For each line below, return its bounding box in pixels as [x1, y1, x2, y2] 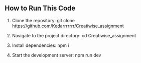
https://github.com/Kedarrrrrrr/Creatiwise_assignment [12, 23, 124, 29]
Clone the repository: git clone [12, 17, 75, 23]
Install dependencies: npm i [12, 42, 69, 48]
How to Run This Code [5, 4, 76, 13]
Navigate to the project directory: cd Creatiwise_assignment [12, 32, 136, 38]
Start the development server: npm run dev [12, 52, 101, 58]
